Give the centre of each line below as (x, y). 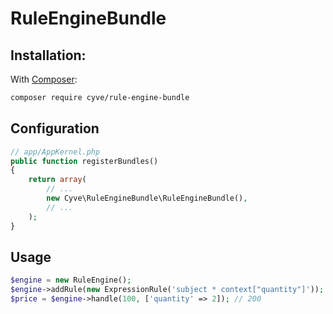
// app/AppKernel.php (55, 152)
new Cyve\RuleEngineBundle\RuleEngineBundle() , (147, 198)
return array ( (57, 180)
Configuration (55, 128)
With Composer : (44, 79)
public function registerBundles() (84, 161)
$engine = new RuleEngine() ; (71, 280)
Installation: (48, 55)
